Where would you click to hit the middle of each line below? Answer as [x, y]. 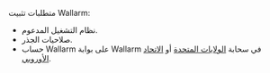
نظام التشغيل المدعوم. [59, 30]
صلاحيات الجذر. [47, 40]
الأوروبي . [36, 58]
